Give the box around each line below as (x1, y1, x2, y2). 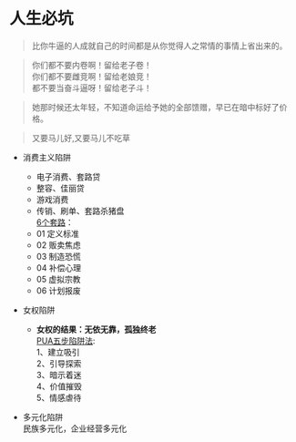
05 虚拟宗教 (36, 273, 81, 284)
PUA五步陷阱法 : (36, 334, 96, 346)
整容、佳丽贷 (36, 182, 85, 193)
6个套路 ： (36, 216, 75, 228)
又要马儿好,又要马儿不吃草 (31, 132, 130, 143)
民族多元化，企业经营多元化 (22, 423, 128, 434)
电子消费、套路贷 (36, 170, 101, 182)
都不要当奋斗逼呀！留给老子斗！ (31, 82, 152, 93)
